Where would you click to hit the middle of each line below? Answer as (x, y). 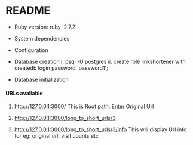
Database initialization (42, 79)
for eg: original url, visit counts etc (56, 136)
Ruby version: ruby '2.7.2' (45, 27)
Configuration (31, 50)
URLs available (24, 93)
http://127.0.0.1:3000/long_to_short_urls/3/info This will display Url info (100, 129)
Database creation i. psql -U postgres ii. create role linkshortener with (100, 61)
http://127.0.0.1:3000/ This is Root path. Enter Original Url (84, 107)
